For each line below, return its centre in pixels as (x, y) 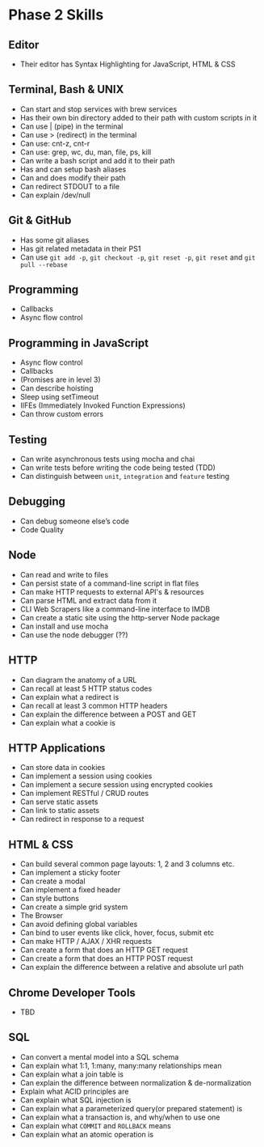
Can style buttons (49, 899)
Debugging (37, 502)
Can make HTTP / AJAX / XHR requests (86, 942)
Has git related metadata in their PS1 (80, 248)
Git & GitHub (40, 220)
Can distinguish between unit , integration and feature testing (125, 476)
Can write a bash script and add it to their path (97, 160)
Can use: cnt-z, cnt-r (55, 143)
